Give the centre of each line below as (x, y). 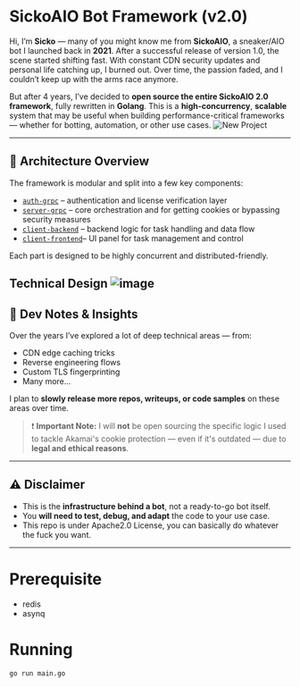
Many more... (46, 381)
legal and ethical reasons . (80, 448)
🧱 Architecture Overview (79, 161)
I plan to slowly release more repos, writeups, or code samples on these (144, 398)
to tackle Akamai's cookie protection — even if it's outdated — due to (158, 439)
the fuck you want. (57, 534)
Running (41, 649)
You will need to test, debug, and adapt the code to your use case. (146, 515)
